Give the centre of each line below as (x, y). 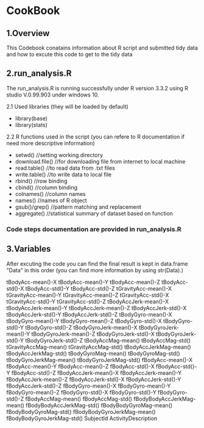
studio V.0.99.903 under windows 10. (53, 95)
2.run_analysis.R (39, 74)
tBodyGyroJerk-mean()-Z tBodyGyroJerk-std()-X (93, 334)
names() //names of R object (51, 200)
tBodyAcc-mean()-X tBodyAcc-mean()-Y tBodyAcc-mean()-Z (83, 282)
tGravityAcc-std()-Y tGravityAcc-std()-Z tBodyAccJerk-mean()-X (88, 301)
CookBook (33, 11)
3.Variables (29, 249)
